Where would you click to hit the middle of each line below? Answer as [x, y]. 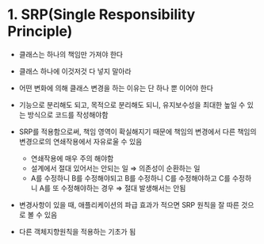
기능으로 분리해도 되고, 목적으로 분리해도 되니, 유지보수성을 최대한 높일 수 [132, 105]
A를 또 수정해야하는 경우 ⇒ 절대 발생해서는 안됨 [113, 188]
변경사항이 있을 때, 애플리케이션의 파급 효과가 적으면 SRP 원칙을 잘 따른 [129, 204]
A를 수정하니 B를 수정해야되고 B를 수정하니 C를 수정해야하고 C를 [130, 178]
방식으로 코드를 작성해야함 [68, 114]
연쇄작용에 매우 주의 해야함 [72, 158]
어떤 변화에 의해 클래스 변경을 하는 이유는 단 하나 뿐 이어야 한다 [116, 88]
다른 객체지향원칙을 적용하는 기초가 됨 [77, 231]
